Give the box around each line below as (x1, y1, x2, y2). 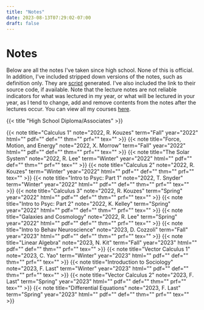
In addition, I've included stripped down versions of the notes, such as (6, 73, 183, 80)
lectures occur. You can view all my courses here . (6, 105, 131, 113)
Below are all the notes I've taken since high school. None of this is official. (6, 66, 194, 74)
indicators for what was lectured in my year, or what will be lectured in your (6, 93, 195, 100)
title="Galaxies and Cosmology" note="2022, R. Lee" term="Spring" (6, 213, 178, 220)
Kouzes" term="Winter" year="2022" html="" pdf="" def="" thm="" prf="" (6, 168, 195, 175)
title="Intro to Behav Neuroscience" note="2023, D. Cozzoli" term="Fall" (6, 226, 189, 233)
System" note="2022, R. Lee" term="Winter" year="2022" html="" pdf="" (6, 155, 192, 162)
